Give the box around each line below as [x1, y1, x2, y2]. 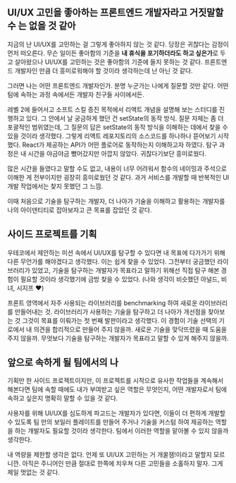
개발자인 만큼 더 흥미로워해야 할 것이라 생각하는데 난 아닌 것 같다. [14, 66, 193, 75]
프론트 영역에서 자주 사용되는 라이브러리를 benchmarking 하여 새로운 [7, 298, 198, 307]
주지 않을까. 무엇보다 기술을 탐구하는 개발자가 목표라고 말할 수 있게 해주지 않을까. [7, 334, 229, 342]
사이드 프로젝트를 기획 [7, 228, 97, 240]
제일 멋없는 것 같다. [7, 468, 60, 477]
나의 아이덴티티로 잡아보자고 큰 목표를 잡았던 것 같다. [7, 205, 152, 214]
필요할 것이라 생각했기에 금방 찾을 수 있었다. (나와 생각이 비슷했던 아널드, [20, 274, 220, 283]
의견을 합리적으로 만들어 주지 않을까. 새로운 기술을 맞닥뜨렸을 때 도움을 [33, 325, 228, 334]
